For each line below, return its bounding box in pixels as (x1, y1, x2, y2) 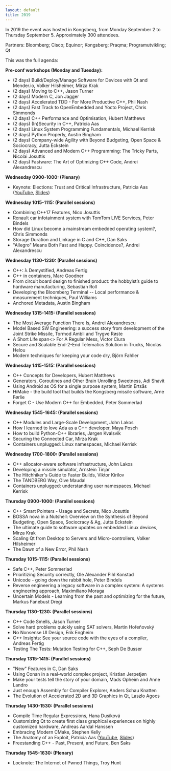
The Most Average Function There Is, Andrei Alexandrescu (12, 320, 136, 326)
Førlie (12, 394, 25, 400)
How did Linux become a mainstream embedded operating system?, (12, 225, 157, 232)
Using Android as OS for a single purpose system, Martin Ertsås (12, 383, 147, 389)
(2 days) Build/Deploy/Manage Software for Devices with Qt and (12, 77, 148, 83)
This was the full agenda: (5, 57, 59, 63)
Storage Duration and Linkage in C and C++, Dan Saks (12, 236, 128, 242)
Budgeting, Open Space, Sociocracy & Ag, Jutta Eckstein (12, 518, 133, 525)
